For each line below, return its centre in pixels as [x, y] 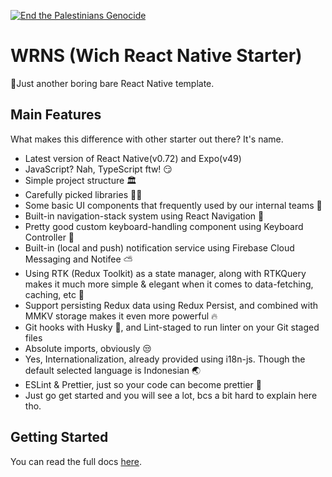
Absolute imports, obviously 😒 [88, 348]
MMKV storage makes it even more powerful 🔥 [121, 316]
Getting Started [59, 437]
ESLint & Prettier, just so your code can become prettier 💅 [143, 384]
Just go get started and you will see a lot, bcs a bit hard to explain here [171, 395]
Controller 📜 [49, 237]
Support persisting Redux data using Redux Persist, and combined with [171, 305]
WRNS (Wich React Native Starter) [156, 56]
